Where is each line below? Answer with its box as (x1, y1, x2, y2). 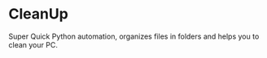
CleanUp (8, 5, 69, 23)
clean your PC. (8, 39, 59, 49)
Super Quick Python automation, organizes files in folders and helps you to (8, 31, 260, 41)
